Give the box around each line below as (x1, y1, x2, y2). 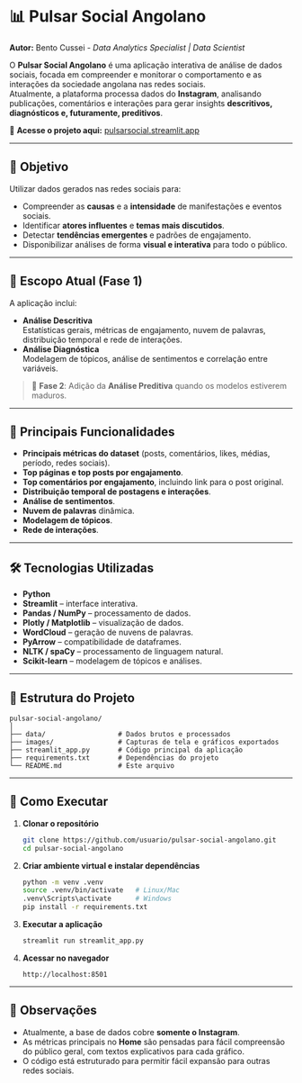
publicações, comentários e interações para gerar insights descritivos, (9, 97, 272, 108)
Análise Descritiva (22, 315, 93, 326)
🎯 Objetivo (9, 159, 69, 175)
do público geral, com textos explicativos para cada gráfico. (22, 1045, 245, 1057)
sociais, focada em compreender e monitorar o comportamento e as (9, 68, 262, 80)
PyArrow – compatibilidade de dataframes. (22, 636, 182, 647)
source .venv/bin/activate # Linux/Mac (22, 886, 180, 895)
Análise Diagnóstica (22, 343, 100, 355)
